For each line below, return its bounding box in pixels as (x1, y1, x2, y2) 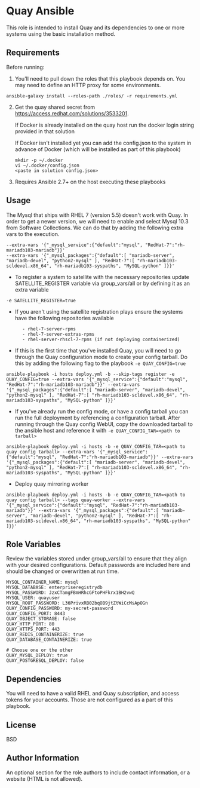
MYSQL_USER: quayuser (6, 595, 60, 601)
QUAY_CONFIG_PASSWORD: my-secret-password (6, 605, 113, 612)
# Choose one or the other (6, 647, 73, 654)
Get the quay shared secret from (14, 103, 96, 111)
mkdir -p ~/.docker (14, 157, 64, 163)
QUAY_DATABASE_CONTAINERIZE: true (6, 637, 93, 643)
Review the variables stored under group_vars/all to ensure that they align (6, 555, 187, 562)
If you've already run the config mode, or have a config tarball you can (14, 407, 189, 415)
